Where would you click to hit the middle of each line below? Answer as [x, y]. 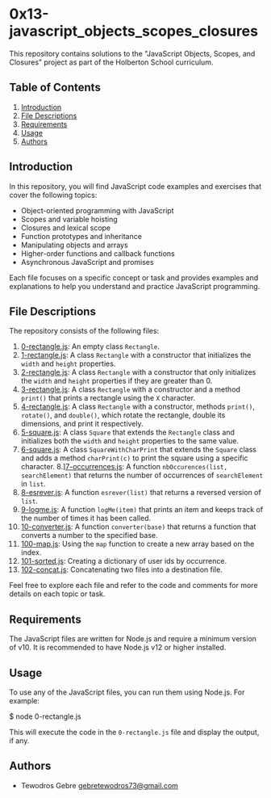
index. [31, 552]
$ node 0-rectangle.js [45, 716]
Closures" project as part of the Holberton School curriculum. [111, 62]
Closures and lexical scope [66, 228]
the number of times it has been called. [86, 519]
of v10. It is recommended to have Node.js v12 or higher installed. [118, 648]
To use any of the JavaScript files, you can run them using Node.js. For [127, 692]
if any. [19, 741]
